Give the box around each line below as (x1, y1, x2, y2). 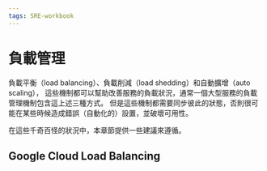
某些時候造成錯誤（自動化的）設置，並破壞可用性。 (22, 108, 193, 118)
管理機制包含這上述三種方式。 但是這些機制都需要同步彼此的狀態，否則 (8, 98, 244, 108)
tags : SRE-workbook (8, 11, 74, 20)
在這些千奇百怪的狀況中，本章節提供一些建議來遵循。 (8, 125, 186, 135)
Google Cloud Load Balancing (8, 149, 161, 163)
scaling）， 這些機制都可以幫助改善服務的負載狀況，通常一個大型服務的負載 (8, 88, 257, 97)
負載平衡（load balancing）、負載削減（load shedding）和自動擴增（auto (8, 78, 251, 88)
